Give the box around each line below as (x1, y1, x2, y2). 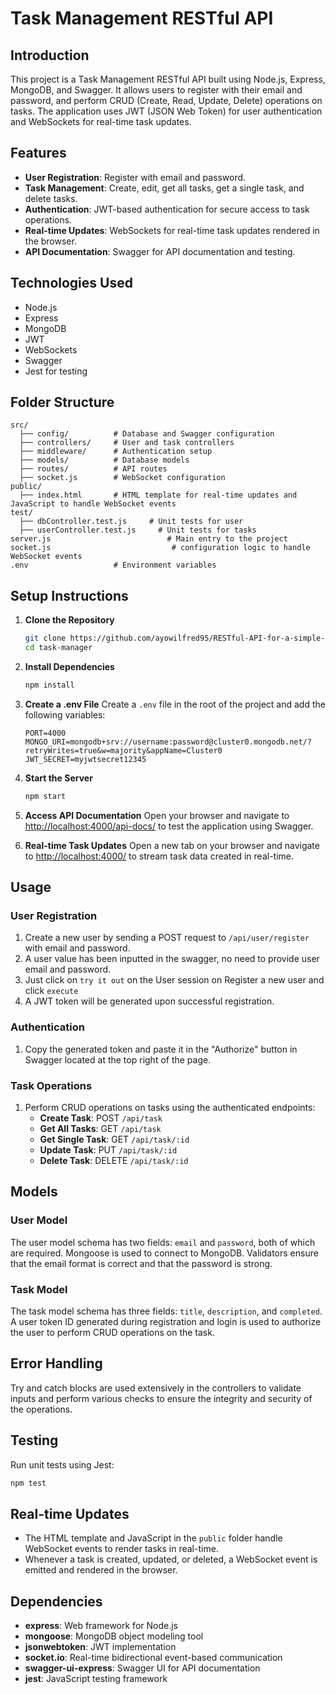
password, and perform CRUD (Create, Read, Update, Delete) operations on (10, 95, 323, 106)
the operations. (10, 1403, 73, 1415)
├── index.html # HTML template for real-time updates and (19, 490, 298, 501)
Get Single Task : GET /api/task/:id (39, 1133, 190, 1146)
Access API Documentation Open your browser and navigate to (24, 809, 290, 821)
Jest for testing (24, 365, 88, 377)
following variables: (24, 708, 106, 721)
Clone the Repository (24, 614, 115, 626)
